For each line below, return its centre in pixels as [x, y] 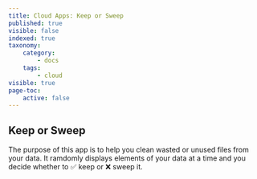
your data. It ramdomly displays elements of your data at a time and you [127, 158]
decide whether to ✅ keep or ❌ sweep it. [75, 167]
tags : [32, 68]
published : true [35, 23]
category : [39, 53]
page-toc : [25, 90]
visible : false [34, 31]
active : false [46, 98]
